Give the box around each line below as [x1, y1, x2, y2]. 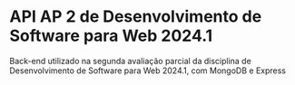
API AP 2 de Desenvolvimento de [9, 6, 262, 27]
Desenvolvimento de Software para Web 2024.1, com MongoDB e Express [9, 65, 286, 76]
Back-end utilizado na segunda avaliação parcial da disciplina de [9, 55, 251, 66]
